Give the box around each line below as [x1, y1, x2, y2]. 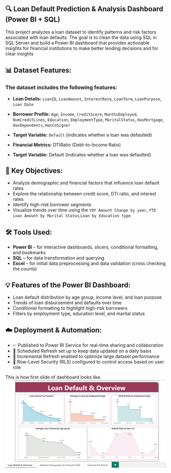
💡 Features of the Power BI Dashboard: [5, 281, 131, 289]
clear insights [5, 51, 34, 57]
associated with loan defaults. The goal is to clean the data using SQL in [5, 34, 157, 40]
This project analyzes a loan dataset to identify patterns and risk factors [5, 29, 157, 35]
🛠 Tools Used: [5, 228, 53, 237]
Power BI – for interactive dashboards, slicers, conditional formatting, [12, 244, 159, 250]
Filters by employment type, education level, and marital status [12, 310, 145, 317]
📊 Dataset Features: [5, 66, 72, 75]
